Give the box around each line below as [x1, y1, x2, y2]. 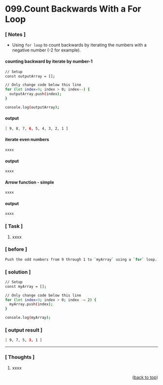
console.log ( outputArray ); [5, 105, 60, 110]
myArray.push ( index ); [9, 302, 53, 307]
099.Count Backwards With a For [5, 3, 142, 15]
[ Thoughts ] [5, 354, 35, 361]
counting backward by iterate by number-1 [5, 58, 93, 64]
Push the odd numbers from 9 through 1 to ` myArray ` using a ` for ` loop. [5, 257, 158, 262]
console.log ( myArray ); [5, 315, 51, 320]
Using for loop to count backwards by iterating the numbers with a [12, 42, 147, 48]
